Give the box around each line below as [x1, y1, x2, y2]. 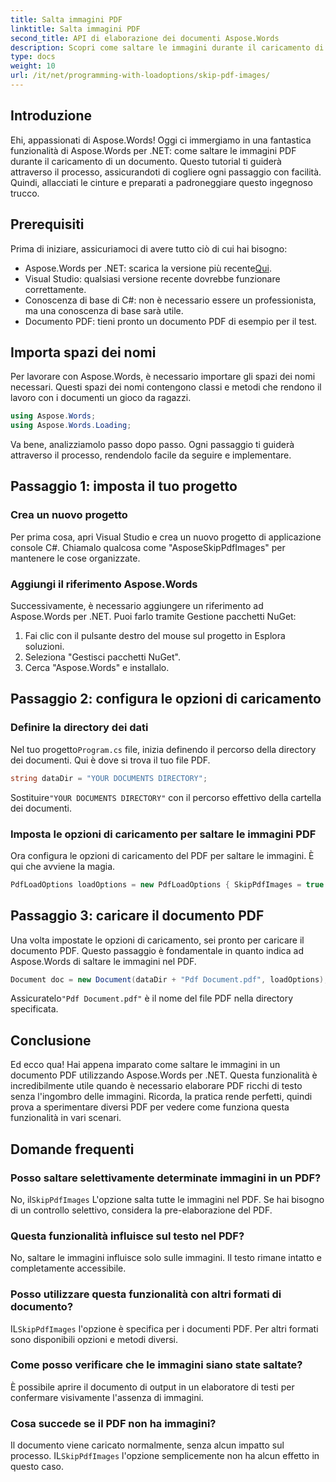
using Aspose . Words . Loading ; [10, 421, 132, 431]
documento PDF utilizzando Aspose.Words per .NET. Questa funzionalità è [10, 1069, 318, 1081]
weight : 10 [10, 61, 56, 71]
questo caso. [10, 1461, 64, 1473]
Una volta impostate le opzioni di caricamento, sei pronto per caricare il [10, 934, 305, 946]
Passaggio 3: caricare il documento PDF [10, 907, 265, 925]
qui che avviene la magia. [10, 860, 116, 872]
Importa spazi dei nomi [10, 344, 157, 361]
